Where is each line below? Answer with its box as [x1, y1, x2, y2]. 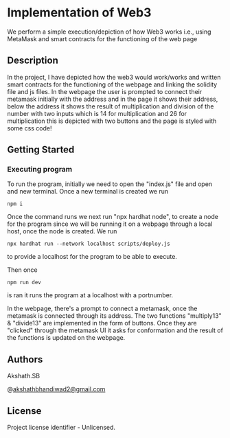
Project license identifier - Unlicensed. [7, 424, 115, 432]
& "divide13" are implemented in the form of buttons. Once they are [7, 319, 197, 327]
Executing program [7, 165, 73, 174]
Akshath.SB [7, 372, 40, 380]
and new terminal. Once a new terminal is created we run [7, 187, 169, 196]
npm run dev [7, 279, 41, 286]
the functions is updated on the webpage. [7, 334, 126, 342]
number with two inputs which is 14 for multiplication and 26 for [7, 109, 187, 117]
